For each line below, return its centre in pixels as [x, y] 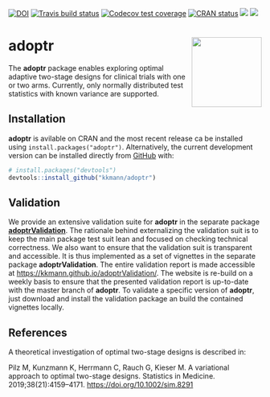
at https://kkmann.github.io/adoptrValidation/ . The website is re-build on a [131, 273]
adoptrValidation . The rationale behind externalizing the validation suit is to [133, 231]
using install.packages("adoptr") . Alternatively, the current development [131, 147]
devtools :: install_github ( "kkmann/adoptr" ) [82, 178]
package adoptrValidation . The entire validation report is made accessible [132, 264]
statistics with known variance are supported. [84, 93]
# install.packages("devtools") [62, 170]
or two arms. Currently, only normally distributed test [96, 85]
